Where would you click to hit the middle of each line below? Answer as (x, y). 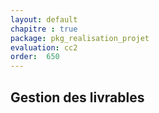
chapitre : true (44, 29)
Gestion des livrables (77, 97)
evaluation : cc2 (44, 47)
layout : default (44, 19)
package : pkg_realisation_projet (80, 38)
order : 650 (35, 57)
